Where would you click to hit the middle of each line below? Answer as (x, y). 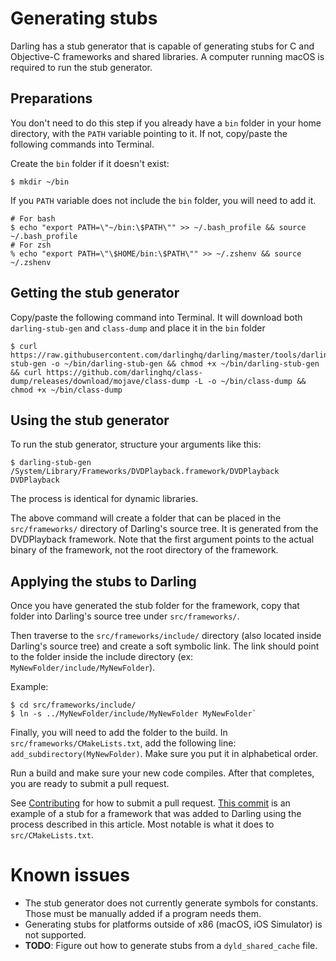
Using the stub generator (90, 420)
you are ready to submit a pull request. (90, 784)
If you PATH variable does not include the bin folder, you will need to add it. (163, 200)
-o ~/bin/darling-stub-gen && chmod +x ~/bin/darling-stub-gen (185, 363)
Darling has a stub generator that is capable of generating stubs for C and (162, 46)
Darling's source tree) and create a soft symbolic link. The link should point (165, 646)
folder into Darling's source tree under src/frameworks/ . (125, 616)
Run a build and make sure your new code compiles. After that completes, (162, 773)
